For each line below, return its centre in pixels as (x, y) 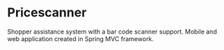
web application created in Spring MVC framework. (81, 38)
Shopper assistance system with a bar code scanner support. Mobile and (112, 32)
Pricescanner (47, 13)
